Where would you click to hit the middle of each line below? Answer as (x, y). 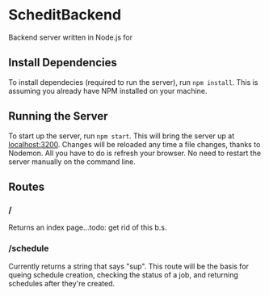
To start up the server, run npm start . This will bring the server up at (122, 136)
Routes (27, 186)
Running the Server (58, 116)
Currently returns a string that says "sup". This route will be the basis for (128, 266)
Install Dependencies (63, 63)
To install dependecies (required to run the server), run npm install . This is (133, 82)
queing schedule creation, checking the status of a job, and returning (123, 275)
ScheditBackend (65, 15)
